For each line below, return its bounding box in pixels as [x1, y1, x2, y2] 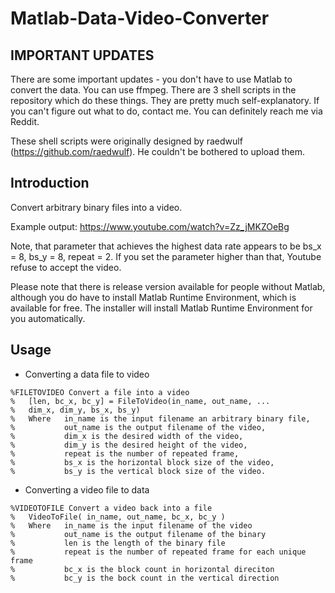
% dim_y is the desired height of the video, [10, 440, 248, 450]
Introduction [10, 175, 90, 192]
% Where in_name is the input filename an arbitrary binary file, [10, 413, 311, 424]
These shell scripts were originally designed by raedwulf [10, 135, 243, 147]
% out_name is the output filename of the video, [10, 422, 267, 432]
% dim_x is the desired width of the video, [10, 431, 244, 441]
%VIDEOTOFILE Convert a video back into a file [10, 503, 213, 513]
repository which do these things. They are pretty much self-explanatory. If [10, 95, 320, 106]
